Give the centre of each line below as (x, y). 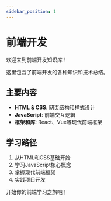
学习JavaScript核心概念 (43, 165)
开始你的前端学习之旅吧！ (37, 192)
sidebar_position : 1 (31, 11)
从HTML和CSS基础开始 (42, 158)
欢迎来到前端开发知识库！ (37, 60)
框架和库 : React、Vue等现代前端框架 (58, 122)
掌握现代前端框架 (35, 172)
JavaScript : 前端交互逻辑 (45, 115)
